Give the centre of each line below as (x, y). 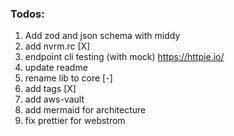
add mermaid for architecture (85, 110)
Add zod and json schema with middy (102, 36)
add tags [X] (50, 89)
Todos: (27, 14)
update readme (56, 68)
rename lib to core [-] (68, 78)
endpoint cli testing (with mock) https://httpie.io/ (124, 57)
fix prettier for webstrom (75, 121)
